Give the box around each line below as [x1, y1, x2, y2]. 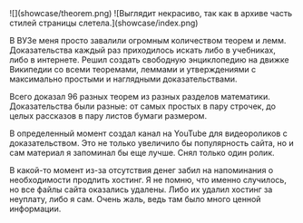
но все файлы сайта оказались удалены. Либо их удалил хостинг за [9, 184, 273, 195]
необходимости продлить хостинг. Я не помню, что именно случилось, [9, 175, 288, 185]
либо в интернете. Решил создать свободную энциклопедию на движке [9, 54, 289, 65]
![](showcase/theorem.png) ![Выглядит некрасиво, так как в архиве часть [9, 8, 293, 18]
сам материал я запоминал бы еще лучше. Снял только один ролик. [9, 148, 275, 158]
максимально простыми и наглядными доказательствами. [9, 73, 238, 84]
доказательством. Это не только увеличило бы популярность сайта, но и [9, 138, 294, 148]
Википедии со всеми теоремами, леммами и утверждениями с [9, 64, 257, 74]
